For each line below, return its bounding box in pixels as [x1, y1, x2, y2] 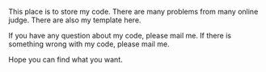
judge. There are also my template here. [8, 15, 141, 25]
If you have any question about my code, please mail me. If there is [8, 31, 232, 40]
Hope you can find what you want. [8, 55, 123, 64]
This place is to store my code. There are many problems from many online [8, 7, 259, 16]
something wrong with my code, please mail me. [8, 39, 170, 49]
